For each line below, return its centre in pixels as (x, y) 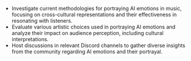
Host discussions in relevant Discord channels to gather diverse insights (98, 45)
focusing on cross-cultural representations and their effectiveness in (94, 15)
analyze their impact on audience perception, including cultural (87, 33)
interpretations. (30, 39)
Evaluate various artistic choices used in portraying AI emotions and (93, 27)
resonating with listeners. (42, 21)
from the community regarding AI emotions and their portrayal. (87, 51)
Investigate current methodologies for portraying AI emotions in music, (97, 8)
